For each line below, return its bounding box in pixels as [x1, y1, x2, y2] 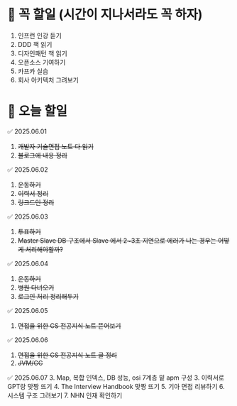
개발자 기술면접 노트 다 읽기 [17, 142, 94, 150]
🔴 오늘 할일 [7, 104, 67, 119]
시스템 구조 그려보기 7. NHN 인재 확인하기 [7, 391, 123, 400]
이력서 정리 [17, 189, 49, 197]
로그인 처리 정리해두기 [17, 292, 79, 300]
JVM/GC [17, 358, 43, 367]
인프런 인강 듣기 [17, 31, 62, 40]
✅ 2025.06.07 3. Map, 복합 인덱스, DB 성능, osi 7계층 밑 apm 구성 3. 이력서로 [7, 373, 225, 382]
